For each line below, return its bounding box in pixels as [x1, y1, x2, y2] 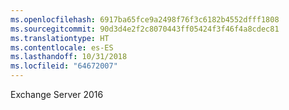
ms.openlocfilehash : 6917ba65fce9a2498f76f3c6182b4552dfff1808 [10, 14, 280, 25]
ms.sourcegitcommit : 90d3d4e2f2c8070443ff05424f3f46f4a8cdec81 [10, 24, 280, 34]
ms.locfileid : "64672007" [10, 61, 118, 71]
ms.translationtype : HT [10, 33, 110, 43]
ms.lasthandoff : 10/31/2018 [10, 52, 128, 62]
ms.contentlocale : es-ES [10, 42, 114, 53]
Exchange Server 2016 [10, 89, 104, 100]
